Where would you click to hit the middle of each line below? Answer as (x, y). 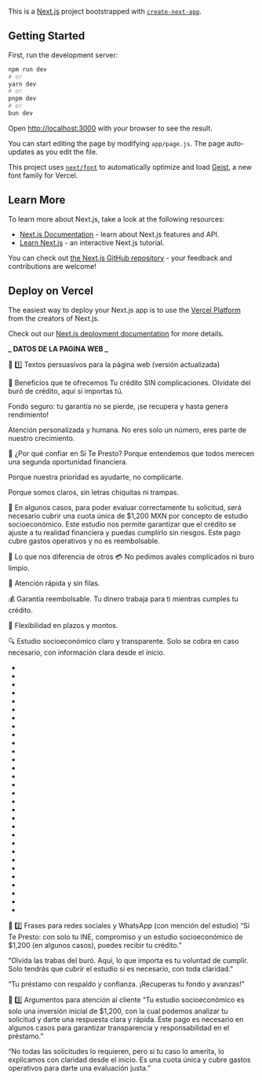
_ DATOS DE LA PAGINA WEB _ (58, 348)
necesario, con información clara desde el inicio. (87, 652)
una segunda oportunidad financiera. (68, 461)
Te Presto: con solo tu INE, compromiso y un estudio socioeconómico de (126, 937)
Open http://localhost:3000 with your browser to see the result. (111, 128)
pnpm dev (22, 99)
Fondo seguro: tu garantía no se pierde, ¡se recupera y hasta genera (118, 406)
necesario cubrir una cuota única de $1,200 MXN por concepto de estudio (128, 516)
